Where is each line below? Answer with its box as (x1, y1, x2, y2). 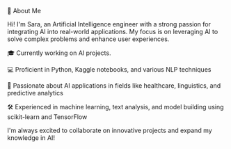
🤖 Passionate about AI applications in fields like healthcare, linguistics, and (7, 81, 221, 90)
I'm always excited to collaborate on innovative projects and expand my (7, 126, 212, 134)
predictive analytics (7, 89, 64, 97)
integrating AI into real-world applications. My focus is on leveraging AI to (7, 28, 218, 36)
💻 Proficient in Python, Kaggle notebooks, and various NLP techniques (7, 65, 212, 73)
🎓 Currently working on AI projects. (7, 49, 111, 57)
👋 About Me (7, 7, 42, 15)
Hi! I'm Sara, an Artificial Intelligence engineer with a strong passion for (7, 20, 211, 28)
